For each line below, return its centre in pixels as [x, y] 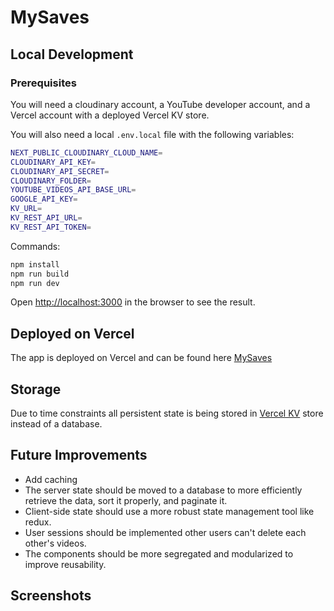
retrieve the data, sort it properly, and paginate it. [126, 500]
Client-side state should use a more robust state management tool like [169, 511]
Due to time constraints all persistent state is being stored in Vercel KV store [167, 413]
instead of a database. [56, 424]
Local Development [72, 54]
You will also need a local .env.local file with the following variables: [152, 134]
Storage [36, 389]
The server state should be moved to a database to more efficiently [163, 490]
